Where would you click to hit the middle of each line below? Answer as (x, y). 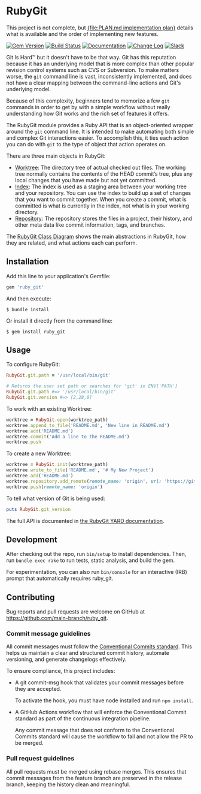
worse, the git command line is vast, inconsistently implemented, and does (99, 76)
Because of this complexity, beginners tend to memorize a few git (88, 101)
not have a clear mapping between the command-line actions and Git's (94, 83)
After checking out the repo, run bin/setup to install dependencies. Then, (96, 554)
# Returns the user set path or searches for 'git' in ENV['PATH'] (92, 386)
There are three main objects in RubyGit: (56, 156)
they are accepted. (38, 689)
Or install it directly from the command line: (59, 321)
